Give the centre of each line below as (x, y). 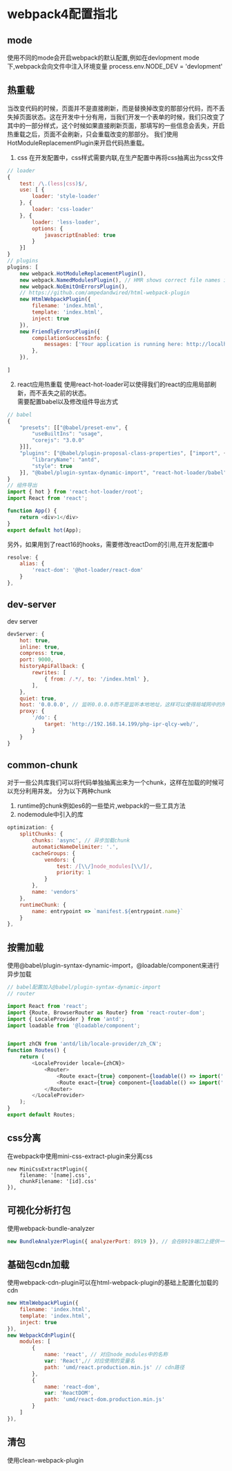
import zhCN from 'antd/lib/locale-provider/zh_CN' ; (85, 1044)
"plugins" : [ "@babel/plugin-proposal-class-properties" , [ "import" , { (123, 453)
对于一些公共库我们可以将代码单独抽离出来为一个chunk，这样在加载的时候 (113, 782)
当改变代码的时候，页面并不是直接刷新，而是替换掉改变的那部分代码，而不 (113, 108)
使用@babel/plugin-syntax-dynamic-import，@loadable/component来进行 (113, 966)
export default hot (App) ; (44, 530)
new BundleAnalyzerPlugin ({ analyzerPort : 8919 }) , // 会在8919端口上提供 (113, 1241)
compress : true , (43, 653)
